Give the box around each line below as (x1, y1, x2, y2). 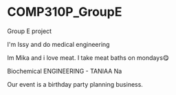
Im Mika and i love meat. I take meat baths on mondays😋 (7, 53, 170, 62)
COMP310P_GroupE (7, 4, 122, 20)
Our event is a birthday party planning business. (7, 80, 143, 88)
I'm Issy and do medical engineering (7, 40, 110, 48)
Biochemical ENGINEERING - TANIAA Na (7, 67, 122, 75)
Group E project (7, 27, 52, 35)
